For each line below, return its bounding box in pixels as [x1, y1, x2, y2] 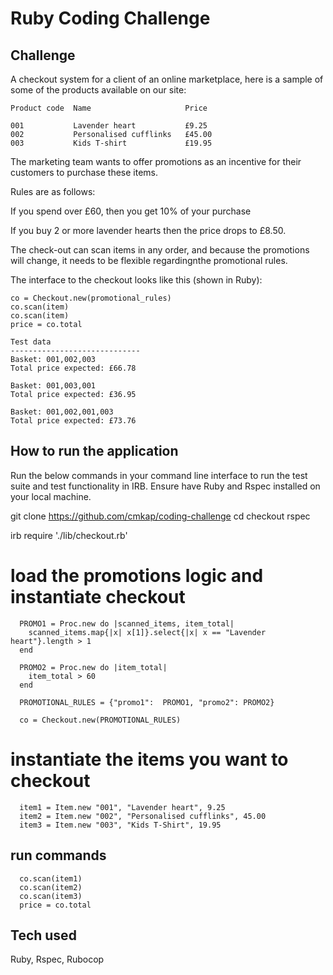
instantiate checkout [10, 586, 186, 608]
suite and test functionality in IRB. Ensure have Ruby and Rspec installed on [10, 480, 321, 492]
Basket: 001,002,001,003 [10, 407, 114, 417]
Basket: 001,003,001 [10, 381, 97, 391]
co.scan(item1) [19, 873, 83, 884]
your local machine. [10, 490, 92, 502]
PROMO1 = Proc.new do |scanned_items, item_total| [19, 618, 235, 629]
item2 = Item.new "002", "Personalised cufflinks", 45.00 [19, 811, 267, 821]
